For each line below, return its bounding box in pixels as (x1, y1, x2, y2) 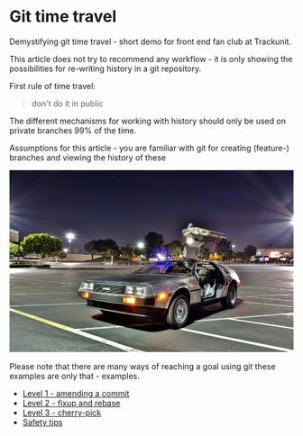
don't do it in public (31, 97, 104, 109)
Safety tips (22, 417, 63, 428)
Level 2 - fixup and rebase (22, 398, 121, 409)
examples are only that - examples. (9, 371, 140, 382)
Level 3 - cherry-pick (22, 407, 102, 418)
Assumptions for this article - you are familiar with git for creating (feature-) (9, 142, 290, 153)
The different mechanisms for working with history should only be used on (9, 115, 287, 126)
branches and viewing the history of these (9, 151, 167, 163)
